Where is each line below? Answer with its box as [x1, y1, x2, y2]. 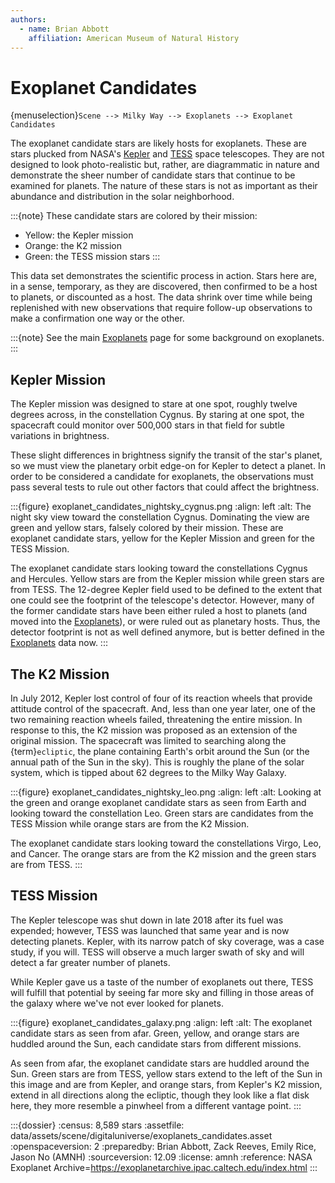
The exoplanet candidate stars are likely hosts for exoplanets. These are [10, 137, 307, 150]
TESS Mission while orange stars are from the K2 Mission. [10, 817, 250, 830]
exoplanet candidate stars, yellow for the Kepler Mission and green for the [10, 532, 315, 545]
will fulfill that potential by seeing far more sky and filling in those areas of [10, 986, 315, 998]
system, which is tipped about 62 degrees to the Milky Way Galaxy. [10, 766, 287, 778]
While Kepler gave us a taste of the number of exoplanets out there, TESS [10, 976, 314, 988]
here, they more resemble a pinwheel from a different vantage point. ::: [10, 1099, 302, 1111]
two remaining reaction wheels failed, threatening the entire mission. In [10, 713, 303, 725]
